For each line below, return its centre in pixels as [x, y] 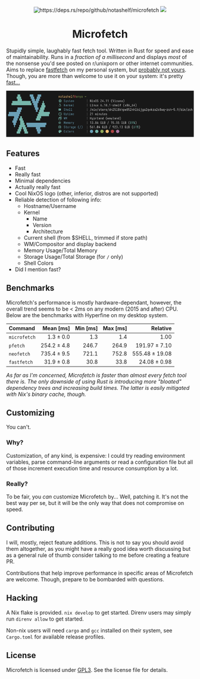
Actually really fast [37, 187]
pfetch [17, 346]
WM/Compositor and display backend [70, 244]
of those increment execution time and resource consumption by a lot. [92, 468]
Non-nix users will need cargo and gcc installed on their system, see [89, 630]
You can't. [19, 427]
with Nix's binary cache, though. [46, 394]
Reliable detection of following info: [58, 200]
